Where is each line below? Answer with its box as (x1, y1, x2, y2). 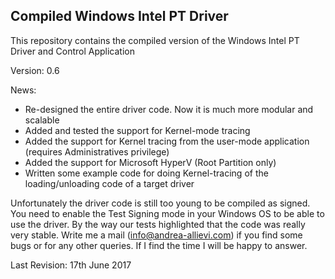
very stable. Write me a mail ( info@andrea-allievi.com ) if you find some (10, 229, 303, 241)
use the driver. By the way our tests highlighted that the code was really (10, 218, 306, 230)
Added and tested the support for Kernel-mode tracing (24, 124, 251, 136)
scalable (24, 114, 60, 126)
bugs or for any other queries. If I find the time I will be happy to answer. (10, 239, 308, 251)
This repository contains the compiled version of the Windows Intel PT (10, 34, 300, 46)
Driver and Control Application (10, 45, 135, 57)
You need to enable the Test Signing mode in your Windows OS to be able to (10, 207, 325, 219)
